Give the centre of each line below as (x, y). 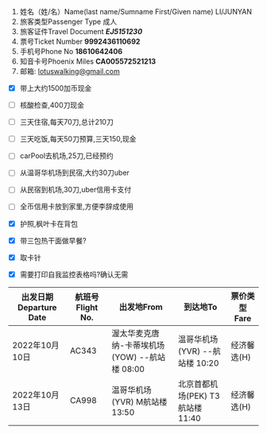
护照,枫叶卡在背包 (48, 223)
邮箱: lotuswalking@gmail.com (70, 71)
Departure (37, 307)
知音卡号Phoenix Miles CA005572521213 (88, 61)
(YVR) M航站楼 (139, 401)
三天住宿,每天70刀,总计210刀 (66, 122)
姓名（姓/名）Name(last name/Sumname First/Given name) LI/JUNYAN (136, 12)
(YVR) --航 (199, 351)
